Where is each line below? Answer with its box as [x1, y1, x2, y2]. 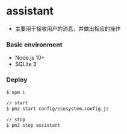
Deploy [6, 75, 28, 84]
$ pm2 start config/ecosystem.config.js [6, 106, 110, 112]
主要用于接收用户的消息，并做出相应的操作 [14, 25, 121, 32]
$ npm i [6, 89, 26, 95]
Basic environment [6, 40, 63, 49]
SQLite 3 [14, 60, 37, 68]
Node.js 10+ [14, 54, 45, 62]
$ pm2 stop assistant [6, 123, 61, 129]
